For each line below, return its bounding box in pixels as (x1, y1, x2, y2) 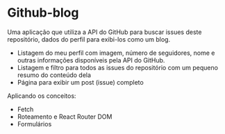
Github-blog (7, 5, 79, 21)
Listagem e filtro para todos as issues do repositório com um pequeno (17, 63, 219, 72)
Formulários (17, 119, 52, 128)
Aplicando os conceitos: (7, 92, 76, 100)
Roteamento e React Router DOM (17, 112, 112, 121)
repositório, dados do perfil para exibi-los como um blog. (7, 35, 171, 43)
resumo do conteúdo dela (17, 71, 92, 79)
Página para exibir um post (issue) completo (17, 78, 144, 86)
